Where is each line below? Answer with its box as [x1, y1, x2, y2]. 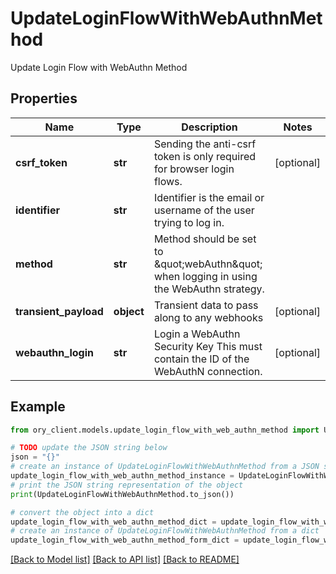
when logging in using [153, 269, 258, 283]
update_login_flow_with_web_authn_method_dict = [10, 517, 217, 527]
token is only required [153, 149, 257, 163]
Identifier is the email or [153, 190, 265, 204]
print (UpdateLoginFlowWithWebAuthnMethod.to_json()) [10, 489, 235, 499]
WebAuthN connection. [153, 364, 263, 378]
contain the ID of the [153, 352, 250, 366]
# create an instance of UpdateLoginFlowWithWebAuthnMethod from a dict [10, 526, 320, 536]
